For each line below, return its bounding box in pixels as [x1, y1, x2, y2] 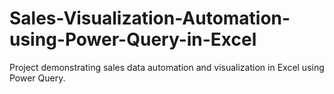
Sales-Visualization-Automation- [9, 7, 291, 30]
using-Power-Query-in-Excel [9, 28, 257, 51]
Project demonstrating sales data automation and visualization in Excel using [9, 61, 325, 73]
